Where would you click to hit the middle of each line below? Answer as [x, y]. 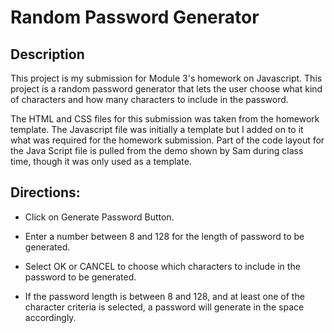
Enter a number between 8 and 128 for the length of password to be [164, 236]
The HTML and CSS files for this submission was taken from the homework [165, 119]
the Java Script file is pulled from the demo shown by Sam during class [157, 150]
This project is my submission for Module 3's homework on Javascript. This [166, 78]
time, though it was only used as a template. [101, 161]
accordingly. [50, 317]
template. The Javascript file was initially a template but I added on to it [157, 129]
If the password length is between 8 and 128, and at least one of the [164, 296]
